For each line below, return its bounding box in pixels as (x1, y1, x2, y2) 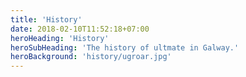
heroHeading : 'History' (10, 33, 110, 43)
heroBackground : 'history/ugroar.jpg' (10, 52, 172, 62)
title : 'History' (10, 14, 83, 25)
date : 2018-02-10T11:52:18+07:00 (10, 24, 150, 34)
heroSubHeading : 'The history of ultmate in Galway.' (10, 42, 240, 53)
